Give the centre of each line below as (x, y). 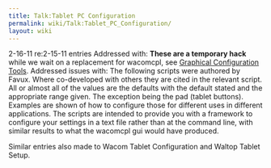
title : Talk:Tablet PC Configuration (72, 16)
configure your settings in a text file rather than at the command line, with (131, 123)
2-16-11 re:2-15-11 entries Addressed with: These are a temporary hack (127, 54)
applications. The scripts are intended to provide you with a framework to (131, 114)
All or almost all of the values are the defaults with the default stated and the (135, 88)
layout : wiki (30, 31)
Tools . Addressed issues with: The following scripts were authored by (125, 71)
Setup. (19, 155)
